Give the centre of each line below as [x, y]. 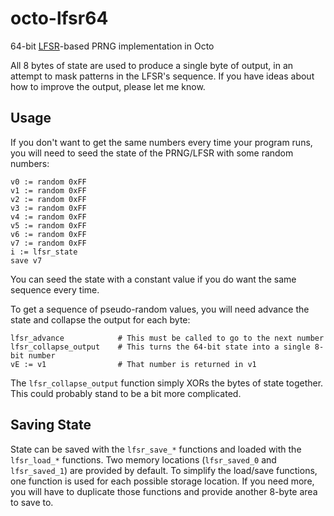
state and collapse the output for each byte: [100, 319]
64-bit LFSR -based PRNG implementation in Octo [112, 46]
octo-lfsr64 [59, 18]
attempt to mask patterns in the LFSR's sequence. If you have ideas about [162, 76]
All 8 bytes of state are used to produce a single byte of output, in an [152, 65]
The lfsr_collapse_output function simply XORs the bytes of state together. [167, 383]
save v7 [26, 260]
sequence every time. [55, 289]
